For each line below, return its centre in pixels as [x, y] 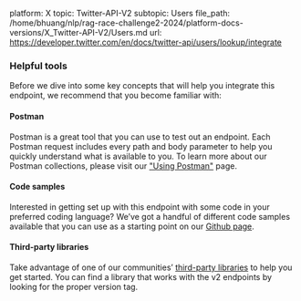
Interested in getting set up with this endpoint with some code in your [140, 207]
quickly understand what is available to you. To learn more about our [138, 156]
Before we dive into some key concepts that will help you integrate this [142, 86]
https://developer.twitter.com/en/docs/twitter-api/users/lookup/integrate [146, 42]
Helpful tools [39, 66]
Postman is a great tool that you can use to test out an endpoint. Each [140, 137]
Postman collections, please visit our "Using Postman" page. [123, 166]
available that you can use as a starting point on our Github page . [132, 226]
